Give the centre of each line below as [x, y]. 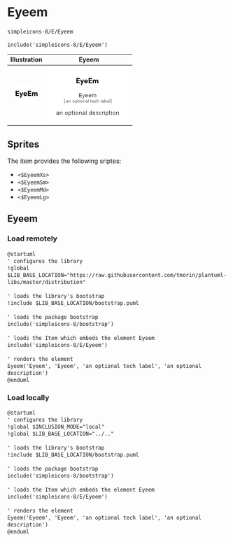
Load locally [28, 397]
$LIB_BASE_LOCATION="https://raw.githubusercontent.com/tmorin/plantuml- [117, 275]
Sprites [23, 144]
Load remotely [33, 238]
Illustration [27, 59]
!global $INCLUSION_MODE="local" [56, 427]
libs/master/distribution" [47, 282]
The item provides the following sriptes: [64, 161]
